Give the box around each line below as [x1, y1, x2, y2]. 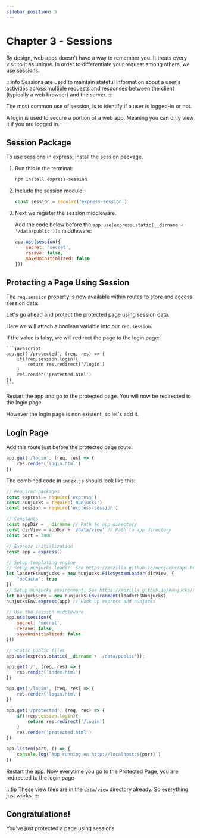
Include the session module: [14, 187, 85, 194]
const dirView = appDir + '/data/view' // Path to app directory [6, 527, 171, 533]
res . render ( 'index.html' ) [17, 669, 82, 675]
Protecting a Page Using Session [6, 278, 130, 288]
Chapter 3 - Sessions [6, 34, 113, 48]
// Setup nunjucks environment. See [6, 587, 97, 593]
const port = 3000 [6, 532, 52, 538]
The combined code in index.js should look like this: [6, 477, 136, 484]
